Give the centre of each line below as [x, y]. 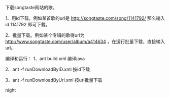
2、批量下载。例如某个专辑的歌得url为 [45, 35]
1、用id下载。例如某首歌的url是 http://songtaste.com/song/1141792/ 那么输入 [85, 18]
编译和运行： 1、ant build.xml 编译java [45, 59]
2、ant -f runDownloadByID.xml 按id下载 [48, 69]
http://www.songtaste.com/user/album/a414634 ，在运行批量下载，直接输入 [85, 41]
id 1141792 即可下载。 [28, 24]
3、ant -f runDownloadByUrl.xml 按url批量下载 [54, 80]
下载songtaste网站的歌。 [31, 7]
